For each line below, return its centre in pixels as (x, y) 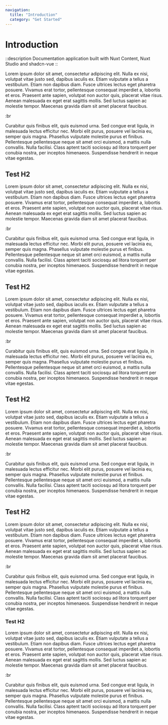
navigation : (18, 10)
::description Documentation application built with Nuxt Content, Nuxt (78, 58)
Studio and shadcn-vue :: (32, 64)
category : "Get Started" (36, 19)
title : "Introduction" (34, 15)
